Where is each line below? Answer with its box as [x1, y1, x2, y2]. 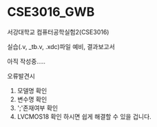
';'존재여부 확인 [17, 104, 59, 112]
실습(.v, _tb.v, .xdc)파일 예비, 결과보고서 [7, 42, 115, 50]
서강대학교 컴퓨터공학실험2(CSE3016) [7, 28, 109, 36]
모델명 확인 [17, 86, 48, 95]
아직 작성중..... [7, 57, 46, 66]
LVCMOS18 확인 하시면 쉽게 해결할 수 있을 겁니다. [17, 112, 151, 121]
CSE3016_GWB [7, 4, 95, 20]
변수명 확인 [17, 95, 48, 104]
